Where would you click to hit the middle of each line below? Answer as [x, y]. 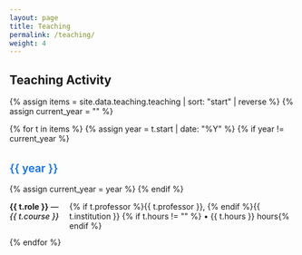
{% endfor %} [35, 242]
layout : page [34, 18]
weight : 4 [28, 43]
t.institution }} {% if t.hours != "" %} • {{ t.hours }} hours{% [180, 216]
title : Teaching [40, 26]
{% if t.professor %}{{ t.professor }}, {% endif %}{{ [165, 207]
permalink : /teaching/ [52, 34]
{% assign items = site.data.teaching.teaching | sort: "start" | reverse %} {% [151, 102]
